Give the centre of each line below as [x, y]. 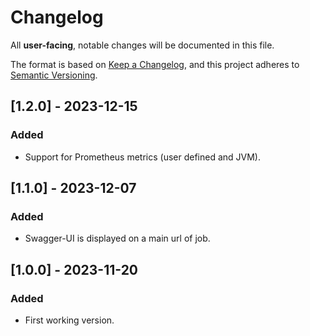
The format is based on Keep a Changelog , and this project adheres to [155, 64]
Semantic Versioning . [54, 75]
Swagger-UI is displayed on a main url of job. [117, 238]
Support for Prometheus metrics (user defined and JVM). [143, 157]
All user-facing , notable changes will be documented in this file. [142, 45]
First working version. [69, 320]
